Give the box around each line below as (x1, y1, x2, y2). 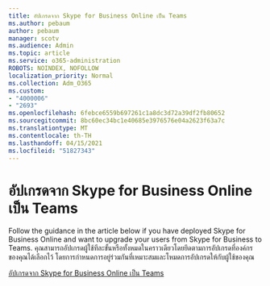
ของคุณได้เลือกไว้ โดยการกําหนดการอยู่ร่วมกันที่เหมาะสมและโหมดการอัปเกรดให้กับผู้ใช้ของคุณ (8, 252, 255, 262)
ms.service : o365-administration (8, 57, 121, 65)
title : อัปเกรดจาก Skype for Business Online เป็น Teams (8, 11, 188, 20)
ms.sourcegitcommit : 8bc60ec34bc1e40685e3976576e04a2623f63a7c (8, 117, 226, 125)
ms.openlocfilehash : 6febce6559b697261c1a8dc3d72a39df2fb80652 (8, 110, 226, 118)
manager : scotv (8, 34, 60, 43)
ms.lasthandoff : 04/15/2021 (8, 139, 103, 147)
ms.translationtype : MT (8, 124, 89, 132)
